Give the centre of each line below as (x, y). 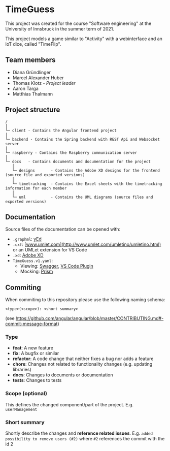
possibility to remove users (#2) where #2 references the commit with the (85, 439)
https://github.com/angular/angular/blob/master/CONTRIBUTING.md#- (90, 318)
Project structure (33, 110)
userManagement (21, 409)
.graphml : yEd (27, 239)
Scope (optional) (26, 394)
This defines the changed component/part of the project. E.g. (69, 404)
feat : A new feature (33, 348)
